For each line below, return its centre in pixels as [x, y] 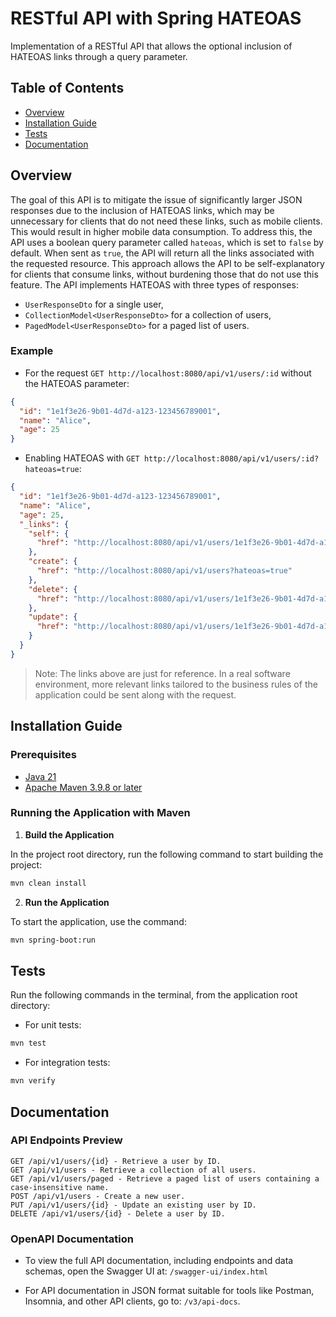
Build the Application [69, 834]
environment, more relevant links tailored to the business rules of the [176, 684]
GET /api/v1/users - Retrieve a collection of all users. [133, 1170]
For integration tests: [67, 1063]
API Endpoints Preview [66, 1140]
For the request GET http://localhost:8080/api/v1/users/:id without [168, 373]
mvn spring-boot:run [53, 940]
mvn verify [33, 1081]
